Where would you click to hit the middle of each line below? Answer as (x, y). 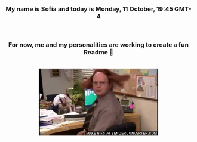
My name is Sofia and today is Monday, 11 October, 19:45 (89, 9)
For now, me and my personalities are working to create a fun (98, 45)
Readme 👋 (98, 53)
